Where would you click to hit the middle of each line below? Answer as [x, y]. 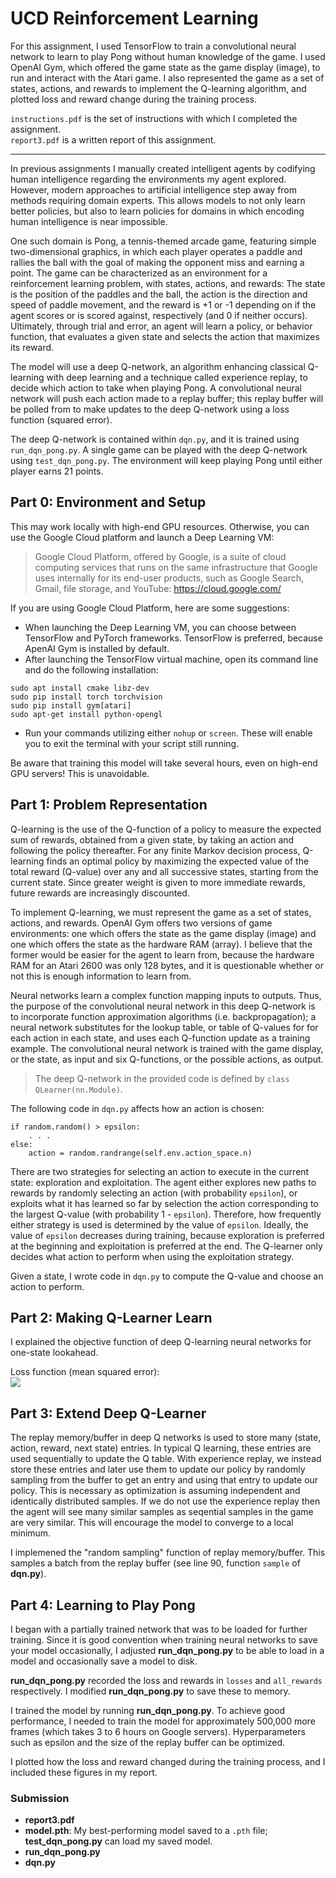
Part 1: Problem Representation [109, 805]
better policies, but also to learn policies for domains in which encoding [157, 211]
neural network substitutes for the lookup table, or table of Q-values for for [164, 1027]
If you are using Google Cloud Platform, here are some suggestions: [150, 608]
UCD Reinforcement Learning [134, 18]
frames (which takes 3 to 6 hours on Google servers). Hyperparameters [158, 1731]
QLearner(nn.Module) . [78, 1089]
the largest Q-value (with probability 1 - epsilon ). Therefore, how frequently [166, 1214]
